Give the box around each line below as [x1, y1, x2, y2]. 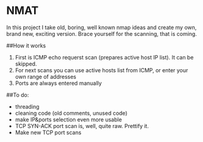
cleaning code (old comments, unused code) [15, 109, 128, 117]
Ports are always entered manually [15, 79, 102, 87]
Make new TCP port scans [15, 129, 82, 136]
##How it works [6, 42, 46, 49]
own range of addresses [15, 73, 77, 80]
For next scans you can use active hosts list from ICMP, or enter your [15, 66, 188, 73]
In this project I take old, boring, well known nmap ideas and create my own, [6, 24, 197, 31]
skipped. [15, 60, 38, 67]
